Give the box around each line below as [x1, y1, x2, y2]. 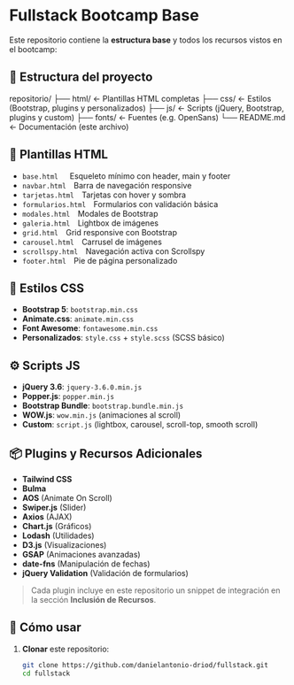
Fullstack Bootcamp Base [9, 5, 199, 26]
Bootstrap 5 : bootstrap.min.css [21, 304, 139, 315]
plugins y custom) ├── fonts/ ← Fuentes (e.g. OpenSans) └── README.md [9, 112, 286, 122]
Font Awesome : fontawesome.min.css [21, 323, 159, 334]
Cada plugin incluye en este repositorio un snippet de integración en [30, 585, 281, 596]
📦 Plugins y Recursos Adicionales [9, 446, 203, 461]
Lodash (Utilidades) [21, 530, 95, 541]
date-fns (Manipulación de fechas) [21, 558, 151, 569]
